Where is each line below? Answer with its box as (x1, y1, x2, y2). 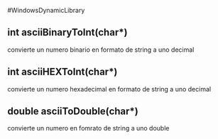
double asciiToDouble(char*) (7, 106, 138, 118)
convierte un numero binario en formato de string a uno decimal (7, 45, 195, 54)
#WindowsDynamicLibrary (7, 6, 85, 14)
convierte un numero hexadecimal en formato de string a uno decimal (7, 84, 212, 93)
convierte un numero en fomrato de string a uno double (7, 124, 170, 133)
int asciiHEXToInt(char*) (7, 66, 118, 78)
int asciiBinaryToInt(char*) (7, 26, 128, 38)
